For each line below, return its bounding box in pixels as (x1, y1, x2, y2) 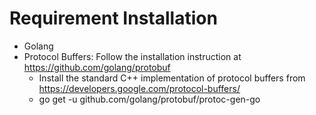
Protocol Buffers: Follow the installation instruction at (23, 50, 242, 62)
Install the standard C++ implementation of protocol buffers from (38, 72, 306, 84)
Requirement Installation (9, 7, 218, 30)
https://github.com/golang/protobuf (23, 61, 171, 73)
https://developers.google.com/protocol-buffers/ (38, 82, 241, 94)
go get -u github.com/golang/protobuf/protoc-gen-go (38, 93, 261, 105)
